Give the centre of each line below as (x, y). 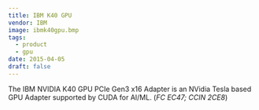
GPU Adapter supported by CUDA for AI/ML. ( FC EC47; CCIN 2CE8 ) (118, 97)
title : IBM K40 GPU (40, 15)
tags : (17, 37)
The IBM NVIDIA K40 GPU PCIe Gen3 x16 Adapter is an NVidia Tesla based (130, 89)
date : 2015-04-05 (37, 60)
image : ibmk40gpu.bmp (44, 30)
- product (31, 45)
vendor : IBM (28, 23)
